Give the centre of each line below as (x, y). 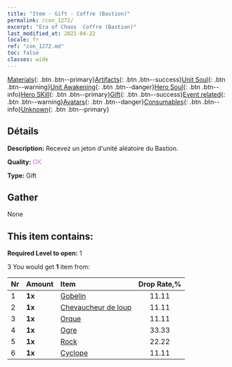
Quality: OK (25, 161)
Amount (40, 284)
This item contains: (50, 236)
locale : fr (23, 40)
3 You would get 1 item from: (49, 267)
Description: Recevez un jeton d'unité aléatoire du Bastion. (93, 148)
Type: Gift (22, 175)
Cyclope (74, 353)
